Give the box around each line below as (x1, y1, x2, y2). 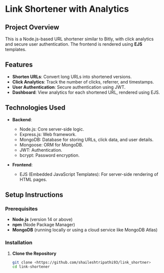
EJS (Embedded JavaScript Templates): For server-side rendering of (19, 171, 159, 177)
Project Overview (5, 23, 59, 31)
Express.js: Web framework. (19, 131, 77, 137)
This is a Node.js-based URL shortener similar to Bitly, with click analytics (5, 36, 154, 42)
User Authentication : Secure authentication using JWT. (12, 84, 126, 90)
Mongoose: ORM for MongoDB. (19, 141, 83, 148)
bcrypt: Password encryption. (19, 152, 80, 158)
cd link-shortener (12, 264, 50, 270)
